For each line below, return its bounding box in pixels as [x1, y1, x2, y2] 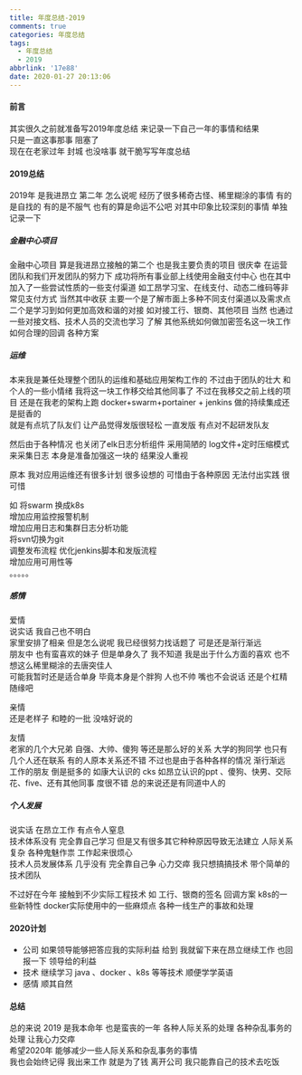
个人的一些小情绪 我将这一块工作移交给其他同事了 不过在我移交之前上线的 [9, 385, 283, 396]
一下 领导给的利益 [30, 956, 97, 966]
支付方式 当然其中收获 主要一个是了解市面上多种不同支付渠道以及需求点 [24, 293, 291, 304]
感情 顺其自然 [22, 978, 73, 989]
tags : [9, 38, 30, 48]
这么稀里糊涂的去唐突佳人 [16, 660, 113, 671]
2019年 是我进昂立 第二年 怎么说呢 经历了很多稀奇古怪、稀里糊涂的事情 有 [9, 190, 285, 201]
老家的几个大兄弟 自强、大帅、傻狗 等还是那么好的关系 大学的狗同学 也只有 [9, 744, 288, 755]
